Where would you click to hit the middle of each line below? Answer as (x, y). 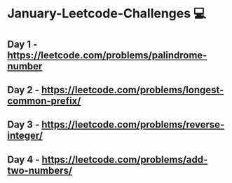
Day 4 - (23, 160)
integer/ (25, 136)
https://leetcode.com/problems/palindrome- (107, 55)
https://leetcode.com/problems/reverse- (133, 124)
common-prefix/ (44, 101)
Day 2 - (23, 89)
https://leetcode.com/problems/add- (125, 160)
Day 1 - (22, 44)
